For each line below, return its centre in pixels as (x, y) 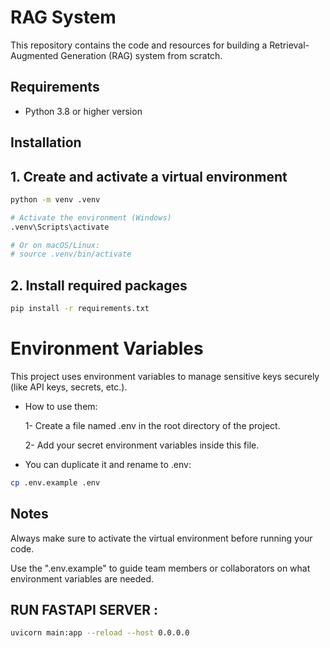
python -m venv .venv (55, 199)
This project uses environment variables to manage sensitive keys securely (165, 376)
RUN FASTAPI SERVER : (84, 610)
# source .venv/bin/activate (71, 254)
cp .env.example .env (55, 482)
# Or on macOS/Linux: (55, 245)
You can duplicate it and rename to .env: (108, 464)
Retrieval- (289, 45)
